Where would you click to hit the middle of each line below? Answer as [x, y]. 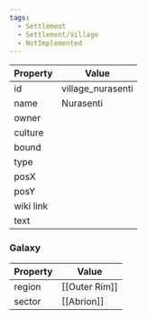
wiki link [31, 206]
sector [28, 301]
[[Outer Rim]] [90, 286]
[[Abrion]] [83, 301]
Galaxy [25, 248]
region [28, 286]
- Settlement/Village [58, 34]
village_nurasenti [97, 89]
